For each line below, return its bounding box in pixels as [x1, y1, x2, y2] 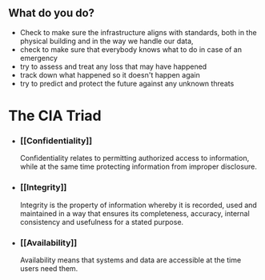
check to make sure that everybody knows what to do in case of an [19, 44, 243, 54]
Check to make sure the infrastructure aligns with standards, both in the [19, 27, 258, 37]
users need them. [19, 263, 78, 273]
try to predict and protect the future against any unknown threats [19, 78, 235, 88]
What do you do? [8, 6, 94, 20]
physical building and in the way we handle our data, [19, 36, 194, 46]
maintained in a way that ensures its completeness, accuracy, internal [19, 208, 250, 218]
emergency [19, 53, 58, 62]
